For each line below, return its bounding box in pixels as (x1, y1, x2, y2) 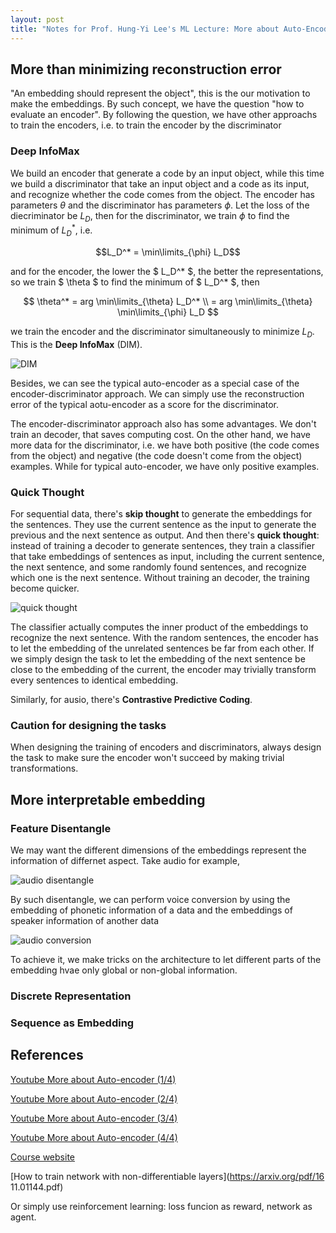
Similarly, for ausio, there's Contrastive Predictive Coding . (10, 693, 253, 705)
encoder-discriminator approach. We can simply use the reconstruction (10, 387, 305, 400)
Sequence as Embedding (10, 1016, 135, 1030)
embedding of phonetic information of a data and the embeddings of (10, 904, 293, 916)
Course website (10, 1151, 75, 1163)
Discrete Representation (10, 989, 132, 1003)
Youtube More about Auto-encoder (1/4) (10, 1073, 177, 1085)
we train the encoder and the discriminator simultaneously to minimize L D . (10, 325, 315, 340)
